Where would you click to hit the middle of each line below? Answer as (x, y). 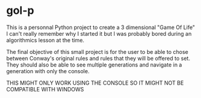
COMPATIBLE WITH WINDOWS (45, 89)
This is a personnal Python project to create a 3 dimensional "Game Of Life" (101, 27)
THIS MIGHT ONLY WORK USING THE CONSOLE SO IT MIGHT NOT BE (95, 83)
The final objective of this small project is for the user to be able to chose (97, 51)
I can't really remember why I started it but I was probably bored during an (99, 33)
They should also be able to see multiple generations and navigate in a (94, 65)
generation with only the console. (48, 71)
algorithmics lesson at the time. (45, 40)
